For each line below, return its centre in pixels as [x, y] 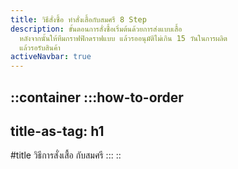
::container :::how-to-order [97, 97]
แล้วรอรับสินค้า [40, 47]
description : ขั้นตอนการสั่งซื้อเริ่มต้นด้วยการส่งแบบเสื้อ [96, 29]
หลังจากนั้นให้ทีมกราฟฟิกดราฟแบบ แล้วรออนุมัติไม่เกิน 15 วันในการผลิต [123, 38]
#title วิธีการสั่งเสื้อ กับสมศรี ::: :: [66, 155]
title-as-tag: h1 [57, 131]
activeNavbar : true [51, 57]
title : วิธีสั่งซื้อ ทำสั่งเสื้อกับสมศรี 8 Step [78, 19]
